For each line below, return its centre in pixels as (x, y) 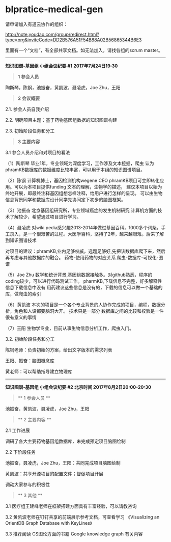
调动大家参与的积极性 (27, 484)
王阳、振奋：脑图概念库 (30, 361)
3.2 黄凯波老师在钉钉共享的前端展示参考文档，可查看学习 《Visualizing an (82, 517)
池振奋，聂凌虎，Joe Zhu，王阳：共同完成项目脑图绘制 (63, 463)
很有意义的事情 (21, 317)
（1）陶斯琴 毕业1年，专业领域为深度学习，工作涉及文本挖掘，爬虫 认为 (80, 163)
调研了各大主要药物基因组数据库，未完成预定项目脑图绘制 (65, 441)
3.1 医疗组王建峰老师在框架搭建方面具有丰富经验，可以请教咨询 (71, 506)
